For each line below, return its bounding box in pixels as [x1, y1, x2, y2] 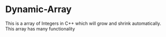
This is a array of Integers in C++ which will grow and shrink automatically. [5, 20, 161, 26]
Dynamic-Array [5, 4, 72, 15]
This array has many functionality [5, 25, 75, 31]
